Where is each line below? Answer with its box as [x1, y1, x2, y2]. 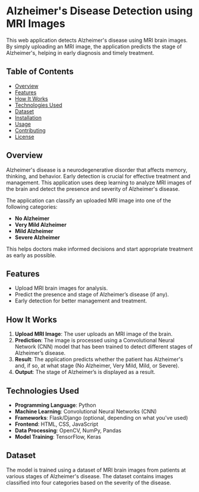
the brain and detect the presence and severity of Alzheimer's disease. [6, 185, 180, 192]
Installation [14, 114, 42, 121]
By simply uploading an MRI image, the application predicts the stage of [6, 43, 182, 50]
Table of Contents [6, 67, 74, 77]
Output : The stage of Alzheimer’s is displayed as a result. [14, 369, 156, 376]
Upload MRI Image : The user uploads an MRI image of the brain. [14, 330, 173, 338]
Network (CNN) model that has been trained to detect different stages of [14, 343, 193, 350]
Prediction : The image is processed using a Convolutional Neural [14, 337, 175, 344]
